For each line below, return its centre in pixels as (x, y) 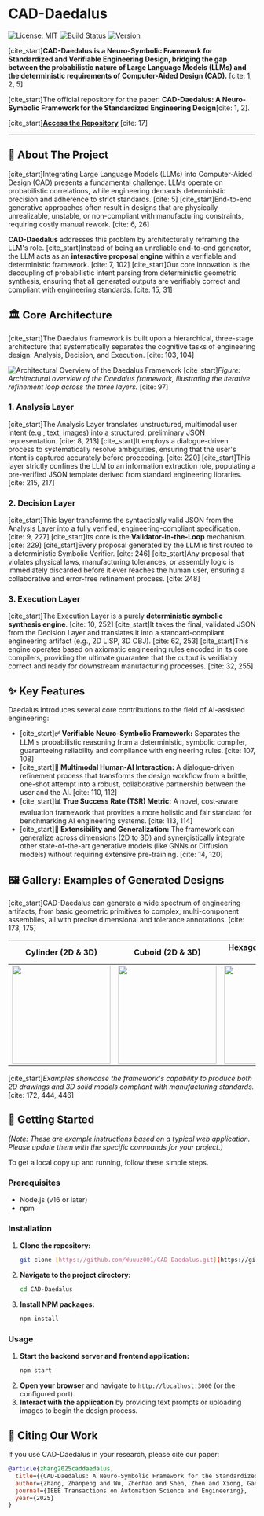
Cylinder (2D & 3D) (61, 952)
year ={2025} (35, 1498)
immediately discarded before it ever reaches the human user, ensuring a (126, 570)
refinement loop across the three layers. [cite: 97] (88, 387)
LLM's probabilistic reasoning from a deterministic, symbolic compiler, (133, 742)
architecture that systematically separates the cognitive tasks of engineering (132, 346)
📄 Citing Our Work (53, 1435)
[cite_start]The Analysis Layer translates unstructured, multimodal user (123, 424)
